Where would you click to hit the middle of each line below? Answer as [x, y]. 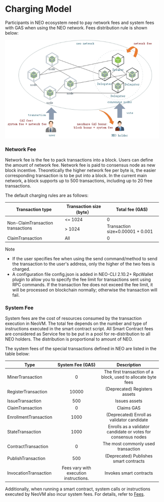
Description [129, 365]
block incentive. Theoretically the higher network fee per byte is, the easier [81, 170]
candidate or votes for [129, 432]
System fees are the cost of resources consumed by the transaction [73, 319]
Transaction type [34, 209]
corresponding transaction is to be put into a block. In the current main [76, 176]
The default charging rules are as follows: [47, 195]
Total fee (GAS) [132, 209]
